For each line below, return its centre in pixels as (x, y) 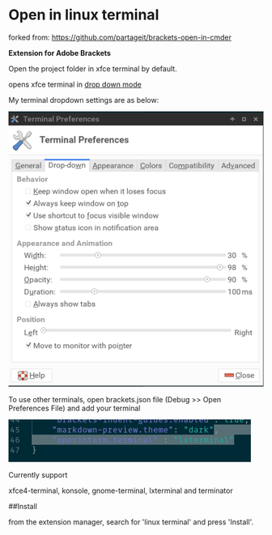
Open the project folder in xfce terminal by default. (93, 68)
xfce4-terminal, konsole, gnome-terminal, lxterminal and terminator (121, 490)
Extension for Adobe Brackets (60, 53)
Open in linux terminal (84, 15)
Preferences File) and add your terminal (74, 408)
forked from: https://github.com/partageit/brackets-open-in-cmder (120, 37)
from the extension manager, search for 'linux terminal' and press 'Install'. (131, 522)
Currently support (38, 475)
